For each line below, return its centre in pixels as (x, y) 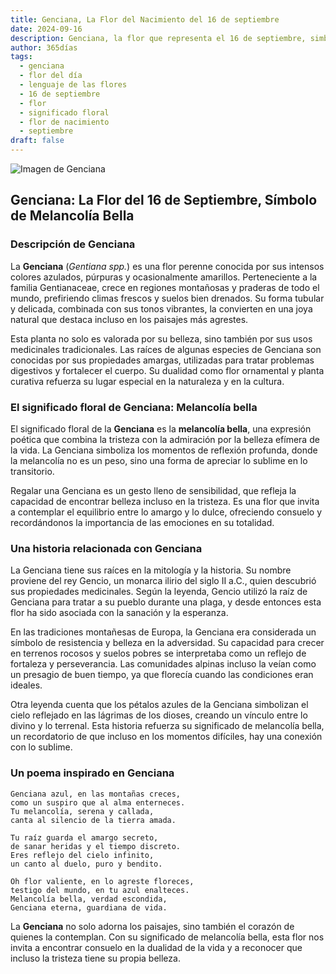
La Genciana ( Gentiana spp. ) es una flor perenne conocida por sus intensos (167, 266)
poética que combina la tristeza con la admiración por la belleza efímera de (165, 439)
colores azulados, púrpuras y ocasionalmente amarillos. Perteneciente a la (164, 277)
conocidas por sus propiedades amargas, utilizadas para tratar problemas (162, 360)
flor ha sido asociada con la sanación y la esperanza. (119, 613)
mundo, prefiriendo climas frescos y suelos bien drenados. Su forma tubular (167, 298)
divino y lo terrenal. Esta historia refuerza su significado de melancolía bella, (167, 726)
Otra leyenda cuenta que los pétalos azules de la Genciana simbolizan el (159, 705)
